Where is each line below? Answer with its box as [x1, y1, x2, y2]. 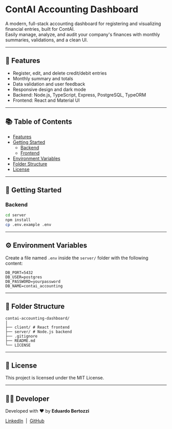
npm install [5, 217, 31, 223]
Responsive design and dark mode [12, 86, 86, 93]
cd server [5, 213, 27, 218]
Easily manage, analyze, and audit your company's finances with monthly [5, 31, 160, 37]
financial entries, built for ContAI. [5, 26, 75, 32]
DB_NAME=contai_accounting [5, 283, 63, 288]
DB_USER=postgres [5, 275, 42, 280]
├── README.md [5, 338, 36, 343]
